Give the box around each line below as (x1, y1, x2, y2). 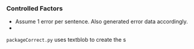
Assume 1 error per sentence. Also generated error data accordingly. (15, 18, 188, 25)
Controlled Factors (6, 4, 63, 13)
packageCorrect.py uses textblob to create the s (6, 36, 126, 44)
